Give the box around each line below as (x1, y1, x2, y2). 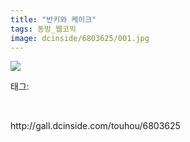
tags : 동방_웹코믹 (10, 24, 77, 34)
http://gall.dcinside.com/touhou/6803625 (10, 120, 181, 132)
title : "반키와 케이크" (10, 14, 97, 25)
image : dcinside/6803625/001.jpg (10, 33, 150, 43)
